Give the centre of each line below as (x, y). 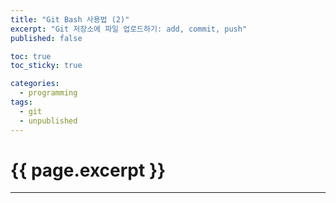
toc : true (31, 56)
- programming (48, 93)
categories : (35, 84)
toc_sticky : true (46, 66)
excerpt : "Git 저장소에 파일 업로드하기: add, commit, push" (129, 29)
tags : (21, 102)
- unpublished (48, 121)
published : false (46, 38)
